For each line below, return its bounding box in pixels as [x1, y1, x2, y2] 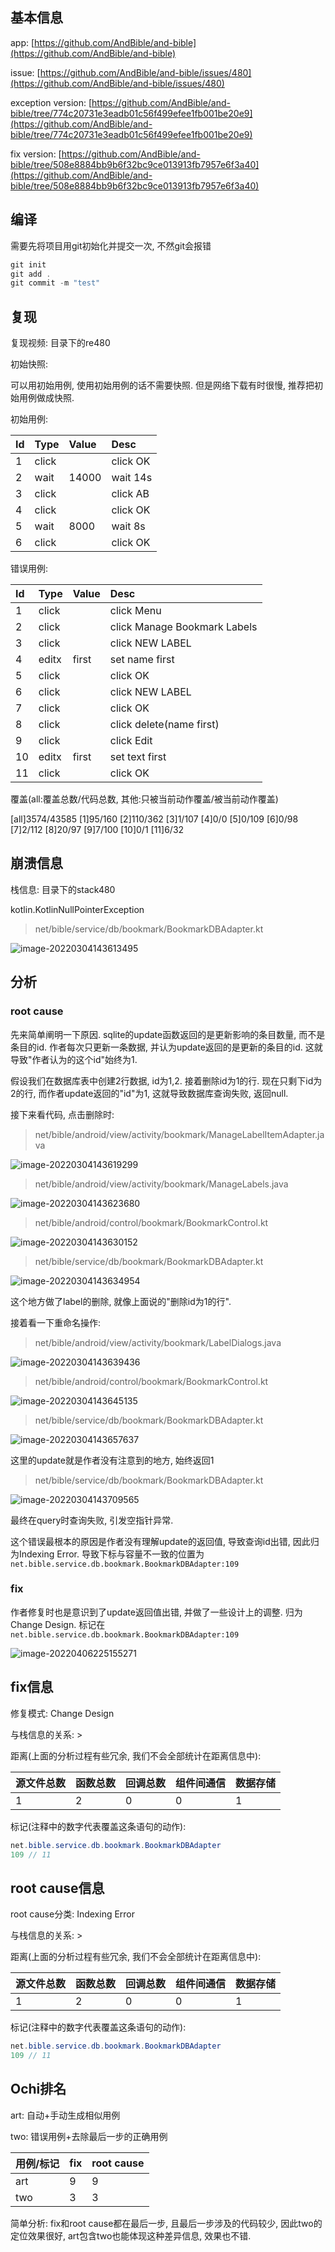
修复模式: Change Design [10, 1707, 115, 1719]
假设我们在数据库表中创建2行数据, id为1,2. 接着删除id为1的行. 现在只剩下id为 [10, 1074, 323, 1087]
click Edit [109, 734, 153, 748]
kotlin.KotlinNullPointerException [10, 903, 145, 915]
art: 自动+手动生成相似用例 [10, 2109, 121, 2121]
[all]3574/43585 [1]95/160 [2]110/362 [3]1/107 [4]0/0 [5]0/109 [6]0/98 [10, 813, 299, 825]
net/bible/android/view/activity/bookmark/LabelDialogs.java [34, 1336, 282, 1348]
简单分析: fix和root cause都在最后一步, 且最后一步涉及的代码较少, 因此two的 [10, 2217, 323, 2229]
